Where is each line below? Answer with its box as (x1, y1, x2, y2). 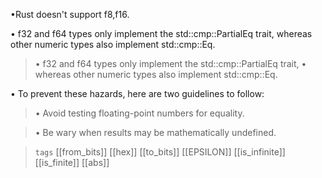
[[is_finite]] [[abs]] (34, 157, 110, 168)
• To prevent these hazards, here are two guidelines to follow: (10, 88, 265, 99)
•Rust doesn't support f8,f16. (10, 9, 130, 20)
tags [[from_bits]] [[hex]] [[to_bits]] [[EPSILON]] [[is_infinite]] (34, 146, 286, 158)
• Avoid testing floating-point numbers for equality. (34, 107, 245, 119)
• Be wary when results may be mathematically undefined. (34, 127, 277, 138)
